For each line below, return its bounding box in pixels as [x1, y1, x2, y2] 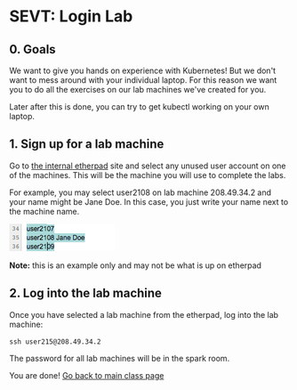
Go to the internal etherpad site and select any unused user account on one [9, 160, 286, 171]
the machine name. [9, 206, 80, 216]
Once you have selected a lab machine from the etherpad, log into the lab [9, 309, 278, 320]
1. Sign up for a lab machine [9, 136, 165, 152]
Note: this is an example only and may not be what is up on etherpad [9, 260, 262, 271]
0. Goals [9, 42, 56, 57]
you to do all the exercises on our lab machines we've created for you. [9, 85, 267, 94]
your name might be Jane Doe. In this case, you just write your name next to [9, 196, 289, 207]
